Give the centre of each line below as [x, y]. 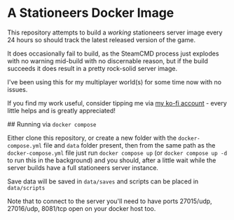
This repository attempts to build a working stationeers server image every [115, 32]
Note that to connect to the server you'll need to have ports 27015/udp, [110, 201]
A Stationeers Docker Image [91, 13]
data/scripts [26, 188]
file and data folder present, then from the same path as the [129, 145]
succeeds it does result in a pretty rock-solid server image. [92, 68]
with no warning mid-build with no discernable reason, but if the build [108, 60]
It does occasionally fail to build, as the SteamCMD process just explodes [113, 53]
